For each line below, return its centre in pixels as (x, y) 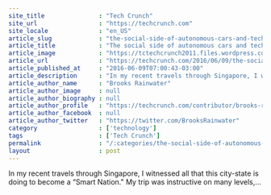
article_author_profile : (56, 106)
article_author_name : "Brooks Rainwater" (90, 83)
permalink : (56, 143)
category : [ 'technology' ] (83, 128)
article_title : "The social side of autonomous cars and (128, 46)
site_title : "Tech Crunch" (81, 16)
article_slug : (56, 38)
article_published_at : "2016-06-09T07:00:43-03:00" (106, 68)
